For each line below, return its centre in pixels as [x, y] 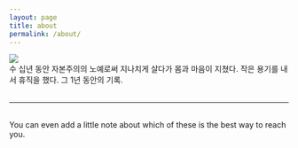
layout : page [33, 17]
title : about [33, 26]
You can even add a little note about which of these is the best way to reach [148, 125]
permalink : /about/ [45, 34]
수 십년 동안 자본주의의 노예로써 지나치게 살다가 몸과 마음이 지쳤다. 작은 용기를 [144, 69]
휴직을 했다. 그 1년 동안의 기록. [71, 80]
